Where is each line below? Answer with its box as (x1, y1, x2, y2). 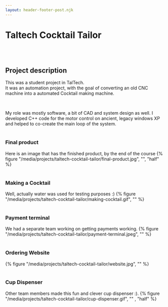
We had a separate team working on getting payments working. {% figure (5, 226, 158, 232)
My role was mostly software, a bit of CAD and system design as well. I (5, 110, 153, 116)
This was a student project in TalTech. (5, 80, 85, 86)
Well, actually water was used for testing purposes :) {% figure (5, 191, 136, 197)
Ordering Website (5, 249, 50, 256)
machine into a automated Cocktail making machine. (5, 90, 115, 96)
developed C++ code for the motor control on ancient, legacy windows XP (5, 115, 160, 122)
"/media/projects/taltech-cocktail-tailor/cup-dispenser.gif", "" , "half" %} (5, 295, 157, 302)
